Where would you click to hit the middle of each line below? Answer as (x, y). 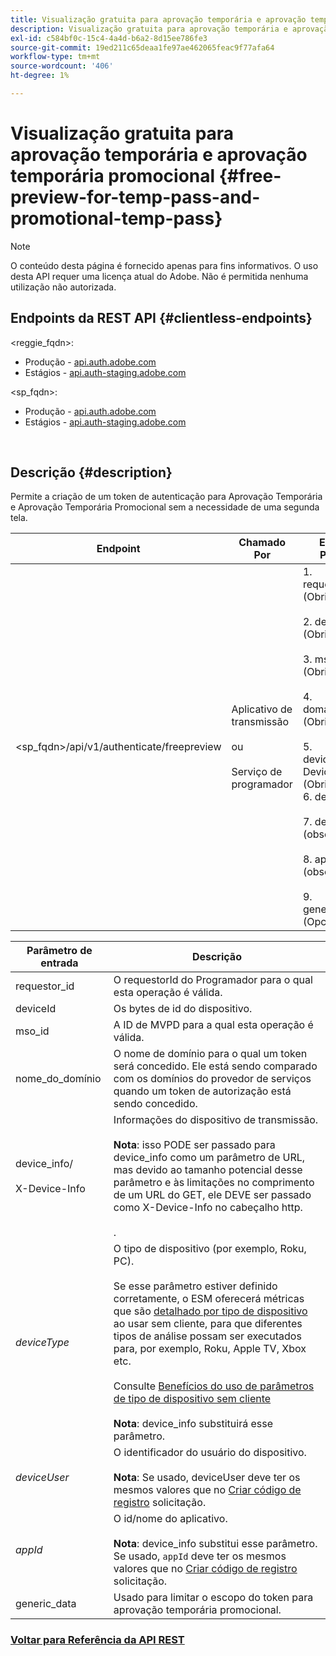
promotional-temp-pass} (116, 218)
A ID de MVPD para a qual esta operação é (213, 1025)
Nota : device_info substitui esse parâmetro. (215, 1544)
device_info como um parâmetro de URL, (209, 1158)
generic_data (46, 1604)
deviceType (42, 1343)
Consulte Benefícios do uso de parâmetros (214, 1386)
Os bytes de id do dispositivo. (183, 1009)
